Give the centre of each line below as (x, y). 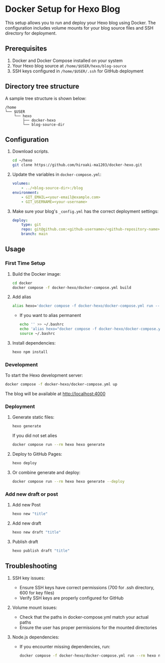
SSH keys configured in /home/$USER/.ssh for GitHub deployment (78, 71)
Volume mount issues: (35, 607)
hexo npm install (30, 352)
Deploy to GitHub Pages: (37, 454)
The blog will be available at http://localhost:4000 (55, 394)
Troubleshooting (31, 566)
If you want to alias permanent (50, 316)
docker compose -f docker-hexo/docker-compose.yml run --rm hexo (88, 656)
